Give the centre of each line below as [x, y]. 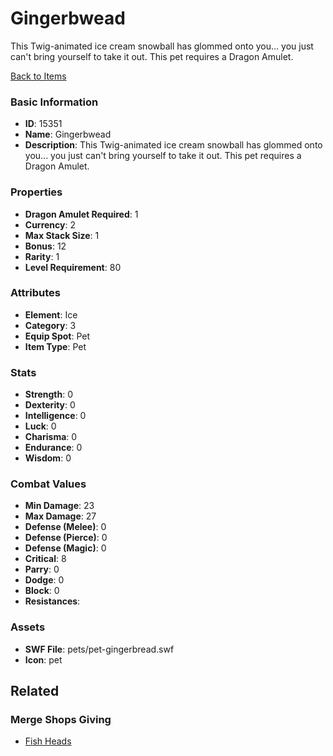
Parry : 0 [42, 569]
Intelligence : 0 [55, 416]
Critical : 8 [45, 559]
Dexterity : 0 [50, 405]
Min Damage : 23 [59, 506]
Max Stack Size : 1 [62, 235]
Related [35, 691]
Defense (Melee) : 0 [65, 527]
